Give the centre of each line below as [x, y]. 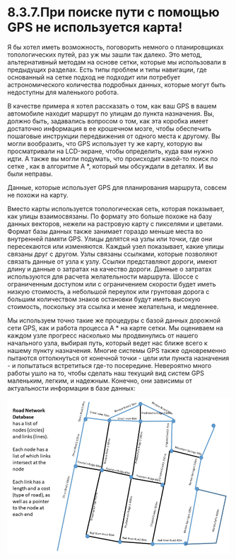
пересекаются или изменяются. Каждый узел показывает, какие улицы [116, 246]
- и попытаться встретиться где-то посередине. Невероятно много [110, 365]
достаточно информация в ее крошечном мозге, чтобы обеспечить [110, 128]
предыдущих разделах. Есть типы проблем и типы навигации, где [107, 69]
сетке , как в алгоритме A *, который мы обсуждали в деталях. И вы [111, 166]
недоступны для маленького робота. [63, 92]
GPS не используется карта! [95, 27]
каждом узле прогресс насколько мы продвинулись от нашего [103, 335]
